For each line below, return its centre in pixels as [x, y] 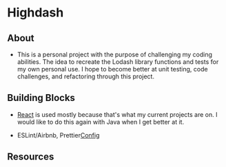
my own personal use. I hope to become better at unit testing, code [112, 69]
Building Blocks [41, 98]
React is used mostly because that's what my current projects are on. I [117, 114]
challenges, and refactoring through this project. [86, 76]
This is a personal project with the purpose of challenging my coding [114, 54]
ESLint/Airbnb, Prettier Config [58, 135]
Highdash [35, 13]
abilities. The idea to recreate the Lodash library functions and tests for [118, 62]
